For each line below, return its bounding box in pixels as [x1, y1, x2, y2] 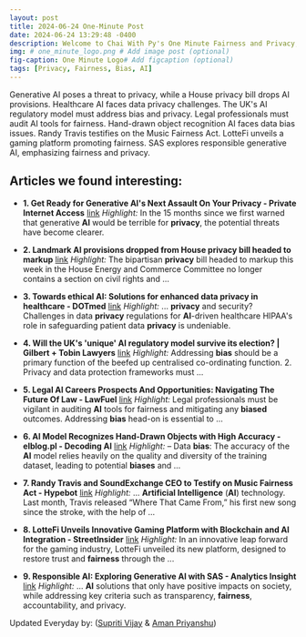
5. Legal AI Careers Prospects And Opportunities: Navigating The [22, 384, 275, 395]
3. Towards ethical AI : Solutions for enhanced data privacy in [22, 290, 259, 301]
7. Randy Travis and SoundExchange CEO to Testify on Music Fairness [22, 477, 293, 488]
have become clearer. [22, 227, 105, 238]
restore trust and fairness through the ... [22, 552, 175, 564]
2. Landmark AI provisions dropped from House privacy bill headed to [22, 244, 291, 255]
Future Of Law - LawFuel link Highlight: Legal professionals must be [22, 393, 279, 405]
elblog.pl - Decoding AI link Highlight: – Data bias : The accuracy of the [22, 440, 290, 451]
